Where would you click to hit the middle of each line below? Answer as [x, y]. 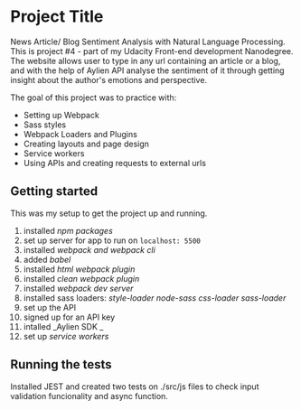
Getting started [54, 191]
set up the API [49, 307]
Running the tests [61, 364]
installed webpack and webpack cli [89, 249]
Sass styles [45, 125]
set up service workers [66, 336]
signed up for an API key [69, 317]
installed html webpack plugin [79, 269]
